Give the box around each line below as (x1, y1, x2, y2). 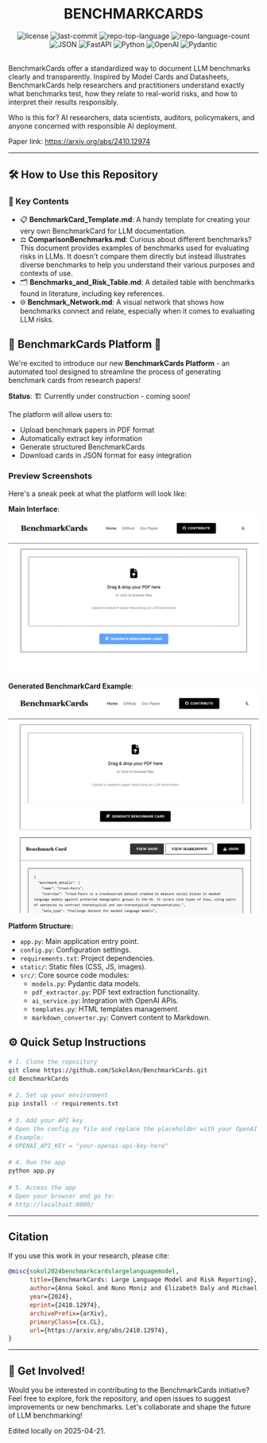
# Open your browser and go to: (8, 1191, 115, 1200)
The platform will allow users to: (8, 410, 113, 419)
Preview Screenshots (8, 470, 93, 482)
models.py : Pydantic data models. (31, 979, 141, 988)
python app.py (8, 1167, 56, 1175)
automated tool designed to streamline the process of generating (8, 367, 221, 376)
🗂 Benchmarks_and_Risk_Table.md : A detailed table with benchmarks (19, 277, 255, 287)
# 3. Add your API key (8, 1116, 83, 1125)
